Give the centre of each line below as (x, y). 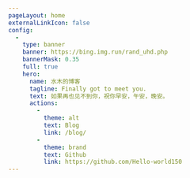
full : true (40, 67)
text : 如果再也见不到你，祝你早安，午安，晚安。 (99, 96)
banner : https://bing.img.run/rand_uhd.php (95, 52)
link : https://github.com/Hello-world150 (112, 162)
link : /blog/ (65, 132)
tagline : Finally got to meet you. (88, 89)
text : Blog (61, 125)
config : (21, 30)
